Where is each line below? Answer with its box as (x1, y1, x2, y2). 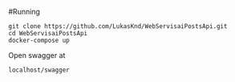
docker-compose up (8, 36, 70, 44)
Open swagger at (8, 51, 66, 59)
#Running (8, 7, 40, 16)
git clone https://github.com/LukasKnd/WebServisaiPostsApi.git (8, 23, 228, 31)
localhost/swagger (8, 66, 70, 74)
